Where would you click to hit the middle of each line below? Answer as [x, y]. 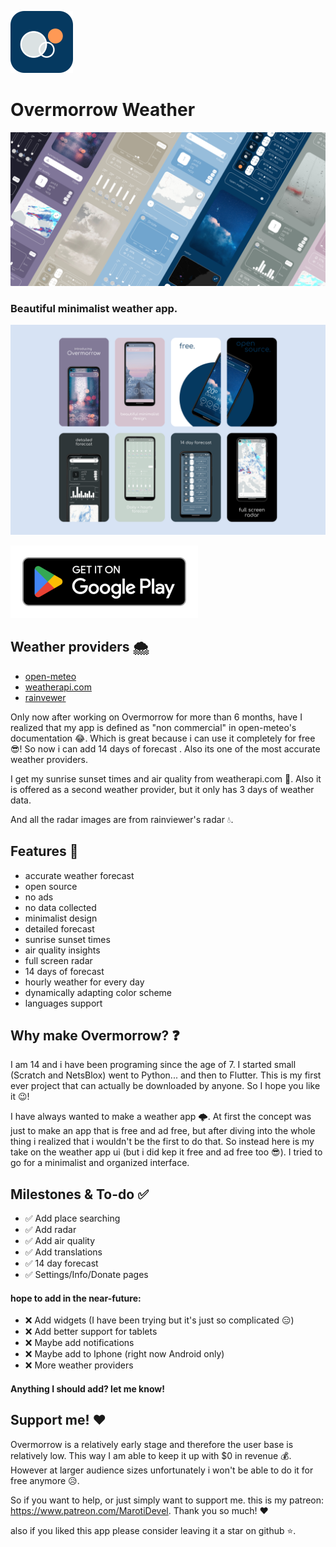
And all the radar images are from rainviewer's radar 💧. [122, 819]
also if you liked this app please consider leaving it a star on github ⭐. [153, 1530]
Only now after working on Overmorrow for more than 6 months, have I [156, 717]
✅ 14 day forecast [61, 1263]
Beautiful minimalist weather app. [94, 308]
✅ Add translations [63, 1252]
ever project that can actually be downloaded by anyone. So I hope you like [165, 1086]
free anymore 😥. [45, 1480]
